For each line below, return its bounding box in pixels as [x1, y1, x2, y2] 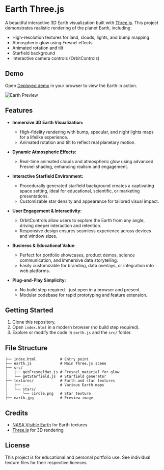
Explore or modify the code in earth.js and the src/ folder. [12, 330, 132, 335]
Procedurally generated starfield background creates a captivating [19, 183, 155, 189]
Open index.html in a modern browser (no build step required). [12, 324, 140, 330]
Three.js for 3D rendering [12, 427, 64, 433]
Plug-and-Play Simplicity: [12, 277, 66, 283]
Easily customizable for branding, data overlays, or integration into [19, 262, 154, 268]
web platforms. [19, 268, 50, 274]
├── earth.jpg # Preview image [5, 395, 93, 401]
